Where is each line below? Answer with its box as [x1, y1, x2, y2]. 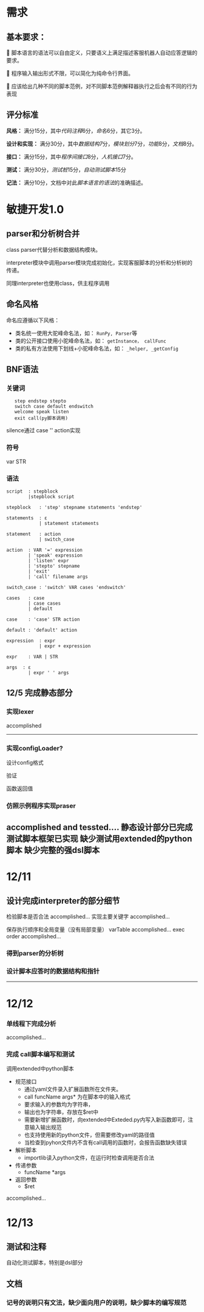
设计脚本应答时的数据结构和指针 [6, 967, 100, 975]
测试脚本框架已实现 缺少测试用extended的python [6, 833, 192, 844]
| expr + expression [38, 643, 91, 649]
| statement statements [38, 520, 99, 526]
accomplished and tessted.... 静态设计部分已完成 [6, 822, 193, 833]
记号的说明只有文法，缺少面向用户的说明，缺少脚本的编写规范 [6, 1298, 187, 1307]
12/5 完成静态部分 [6, 688, 73, 698]
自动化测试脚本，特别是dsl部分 [6, 1259, 83, 1266]
